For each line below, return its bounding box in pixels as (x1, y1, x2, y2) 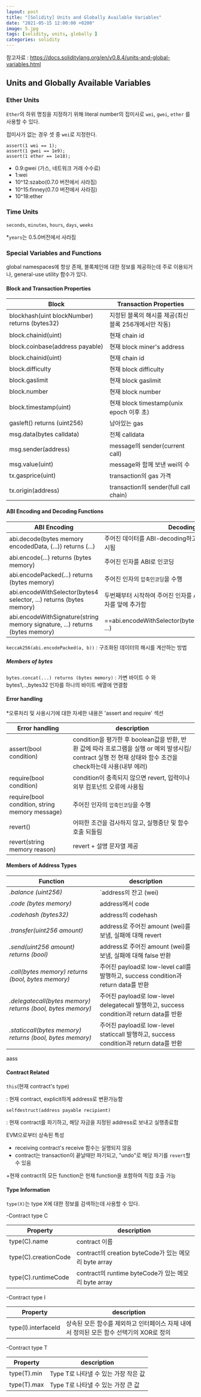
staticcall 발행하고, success (99, 1030, 175, 1039)
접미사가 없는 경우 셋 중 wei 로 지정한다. (6, 130, 98, 138)
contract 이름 (77, 1237, 113, 1246)
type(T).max (9, 1381, 44, 1389)
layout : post (6, 8, 39, 15)
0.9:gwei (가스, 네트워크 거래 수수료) (14, 164, 100, 172)
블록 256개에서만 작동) (109, 320, 171, 329)
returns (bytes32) (9, 319, 60, 328)
